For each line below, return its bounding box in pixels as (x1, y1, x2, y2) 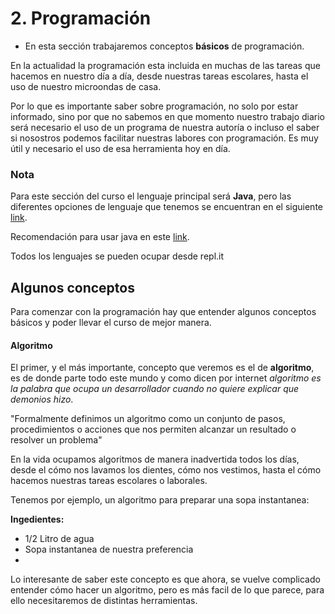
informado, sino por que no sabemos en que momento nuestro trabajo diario (10, 110, 325, 122)
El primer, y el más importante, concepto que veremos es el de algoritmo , (10, 362, 315, 374)
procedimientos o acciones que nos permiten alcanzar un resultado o (10, 423, 297, 436)
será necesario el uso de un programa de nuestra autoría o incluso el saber (10, 121, 320, 133)
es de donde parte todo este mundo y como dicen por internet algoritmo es (10, 372, 322, 384)
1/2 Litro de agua (24, 533, 95, 545)
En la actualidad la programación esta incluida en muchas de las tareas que (10, 59, 321, 71)
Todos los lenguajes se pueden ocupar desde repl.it (10, 250, 225, 262)
